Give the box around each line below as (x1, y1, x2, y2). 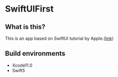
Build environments (5, 49, 66, 58)
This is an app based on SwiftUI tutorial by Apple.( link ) (5, 35, 114, 41)
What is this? (5, 23, 46, 31)
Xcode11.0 (12, 62, 33, 68)
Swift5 (12, 67, 25, 73)
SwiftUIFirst (5, 3, 54, 15)
